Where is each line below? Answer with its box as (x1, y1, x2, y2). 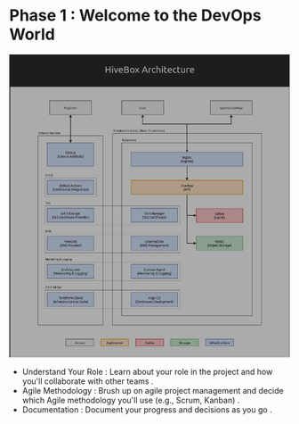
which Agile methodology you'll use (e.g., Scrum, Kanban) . (21, 395, 240, 406)
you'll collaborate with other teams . (21, 376, 154, 387)
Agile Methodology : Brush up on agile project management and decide (21, 386, 284, 396)
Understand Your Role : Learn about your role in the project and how (21, 367, 273, 378)
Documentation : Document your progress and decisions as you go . (21, 404, 273, 415)
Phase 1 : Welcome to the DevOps (9, 5, 262, 26)
